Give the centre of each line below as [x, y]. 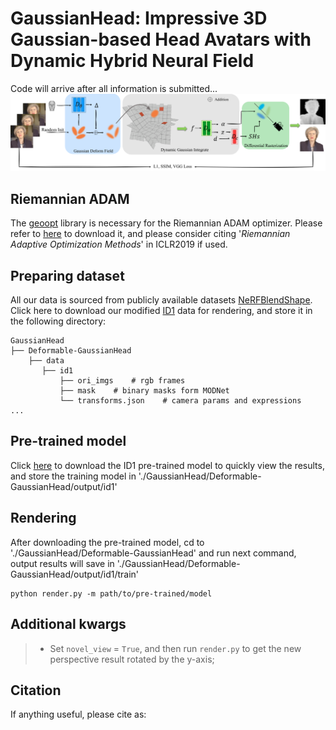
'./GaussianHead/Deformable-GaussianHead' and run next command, [153, 553]
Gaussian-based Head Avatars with [161, 39]
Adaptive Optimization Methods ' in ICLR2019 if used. [119, 244]
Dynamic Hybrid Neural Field [132, 61]
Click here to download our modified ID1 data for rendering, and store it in [161, 311]
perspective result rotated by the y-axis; [132, 659]
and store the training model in [73, 476]
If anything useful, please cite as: [78, 714]
